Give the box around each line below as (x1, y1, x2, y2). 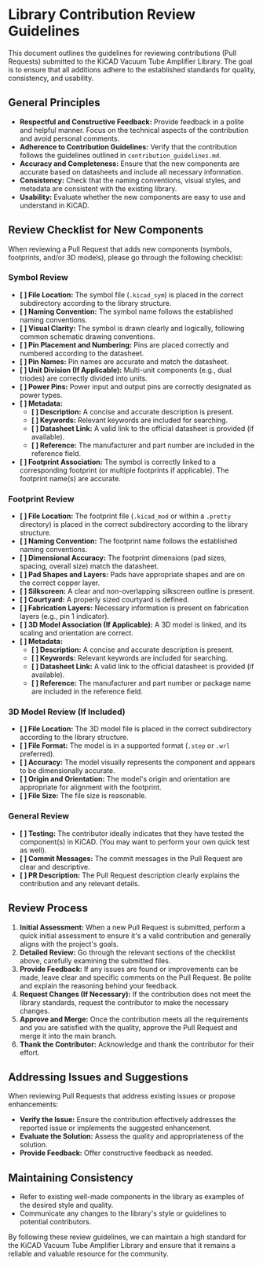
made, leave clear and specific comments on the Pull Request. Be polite (19, 973, 252, 982)
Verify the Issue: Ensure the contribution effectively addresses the (19, 1115, 236, 1124)
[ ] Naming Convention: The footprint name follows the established (19, 536, 238, 546)
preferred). (19, 749, 55, 759)
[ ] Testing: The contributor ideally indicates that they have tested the (19, 828, 245, 838)
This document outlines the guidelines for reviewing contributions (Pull (8, 48, 237, 57)
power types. (19, 390, 63, 399)
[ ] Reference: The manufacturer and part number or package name (31, 679, 251, 688)
